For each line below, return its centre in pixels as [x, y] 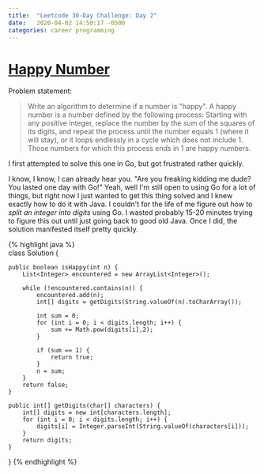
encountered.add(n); [70, 295]
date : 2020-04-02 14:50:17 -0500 [67, 23]
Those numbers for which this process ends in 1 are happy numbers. [139, 149]
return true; [72, 357]
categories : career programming [61, 30]
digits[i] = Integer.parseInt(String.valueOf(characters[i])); [143, 427]
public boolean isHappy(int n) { [63, 268]
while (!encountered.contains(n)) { [83, 288]
